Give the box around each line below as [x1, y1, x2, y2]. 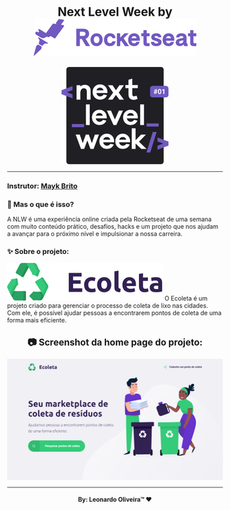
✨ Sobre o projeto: [7, 247, 70, 257]
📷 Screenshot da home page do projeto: [27, 337, 203, 348]
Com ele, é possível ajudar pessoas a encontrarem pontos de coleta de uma [7, 309, 222, 317]
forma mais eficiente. [7, 316, 67, 324]
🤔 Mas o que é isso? [7, 200, 74, 209]
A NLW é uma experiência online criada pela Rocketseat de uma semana [7, 215, 212, 223]
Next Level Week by [57, 4, 173, 20]
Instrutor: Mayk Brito [7, 181, 78, 191]
